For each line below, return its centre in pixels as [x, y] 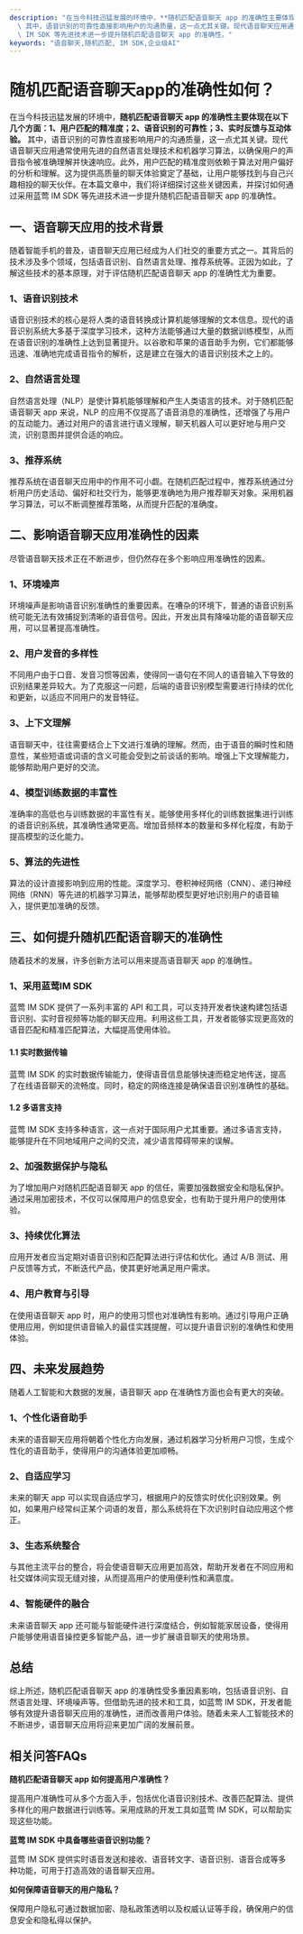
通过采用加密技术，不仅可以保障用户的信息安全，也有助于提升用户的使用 [143, 1199]
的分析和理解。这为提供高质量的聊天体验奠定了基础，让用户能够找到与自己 [147, 173]
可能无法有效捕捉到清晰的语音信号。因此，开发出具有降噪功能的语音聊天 [151, 617]
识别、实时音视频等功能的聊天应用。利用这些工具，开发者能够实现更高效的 [155, 1019]
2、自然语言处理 [45, 380]
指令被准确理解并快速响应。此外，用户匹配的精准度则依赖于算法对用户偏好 [155, 162]
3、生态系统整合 [45, 1545]
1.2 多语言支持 [36, 1108]
